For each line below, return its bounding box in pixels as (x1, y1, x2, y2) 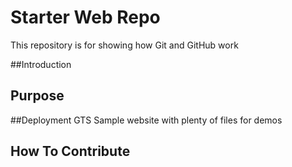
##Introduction (10, 58, 72, 70)
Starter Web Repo (10, 6, 161, 29)
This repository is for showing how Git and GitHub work (10, 39, 239, 51)
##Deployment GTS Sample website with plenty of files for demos (10, 114, 283, 126)
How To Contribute (10, 143, 131, 160)
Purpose (10, 87, 65, 105)
